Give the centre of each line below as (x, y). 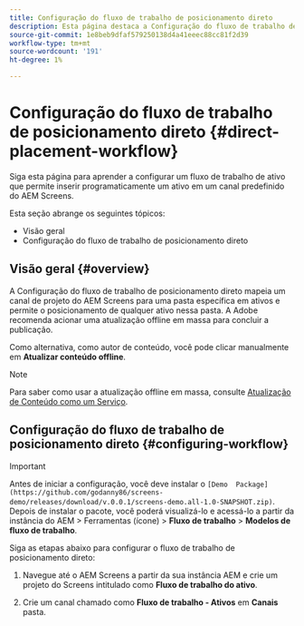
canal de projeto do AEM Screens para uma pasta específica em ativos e (145, 300)
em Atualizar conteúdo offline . (68, 357)
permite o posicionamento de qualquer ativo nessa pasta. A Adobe (134, 310)
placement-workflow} (94, 152)
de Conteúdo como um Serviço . (69, 401)
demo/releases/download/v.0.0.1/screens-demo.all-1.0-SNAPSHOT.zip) (141, 502)
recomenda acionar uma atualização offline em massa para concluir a (139, 319)
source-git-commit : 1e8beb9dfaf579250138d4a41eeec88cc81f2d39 (129, 34)
